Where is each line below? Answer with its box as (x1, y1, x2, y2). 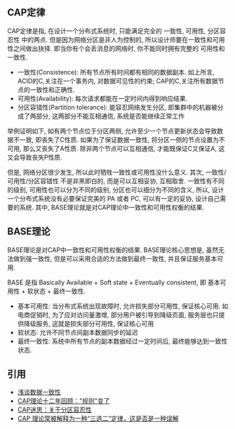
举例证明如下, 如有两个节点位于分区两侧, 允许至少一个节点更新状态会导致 (7, 126, 217, 135)
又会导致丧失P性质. (7, 153, 62, 161)
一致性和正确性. (29, 85, 75, 93)
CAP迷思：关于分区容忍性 (17, 406, 93, 414)
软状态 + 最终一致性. (27, 286, 86, 295)
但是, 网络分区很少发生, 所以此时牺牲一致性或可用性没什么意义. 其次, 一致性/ (7, 168, 227, 176)
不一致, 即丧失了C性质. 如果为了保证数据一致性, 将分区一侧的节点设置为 (13, 136, 220, 144)
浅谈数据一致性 (17, 388, 61, 397)
